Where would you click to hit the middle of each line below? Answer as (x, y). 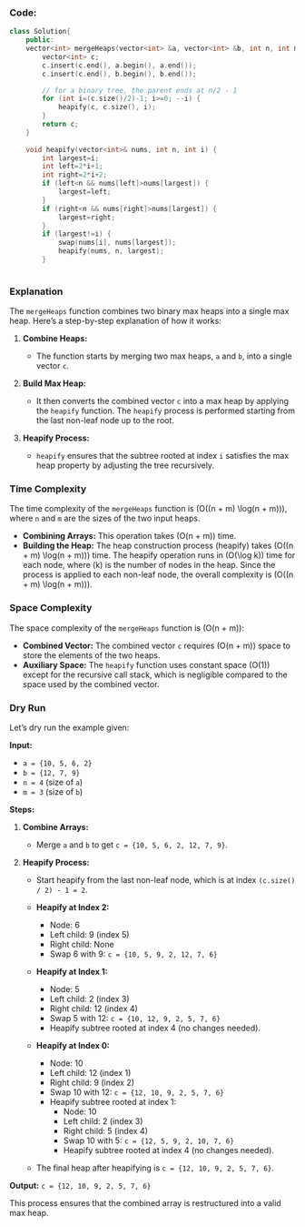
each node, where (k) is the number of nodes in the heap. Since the (149, 565)
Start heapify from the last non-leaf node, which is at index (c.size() (166, 879)
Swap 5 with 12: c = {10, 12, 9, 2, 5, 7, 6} (135, 1018)
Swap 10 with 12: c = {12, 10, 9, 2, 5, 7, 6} (137, 1092)
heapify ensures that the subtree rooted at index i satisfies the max (162, 456)
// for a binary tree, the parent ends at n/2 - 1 (140, 90)
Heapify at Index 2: (73, 907)
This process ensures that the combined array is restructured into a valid (145, 1202)
